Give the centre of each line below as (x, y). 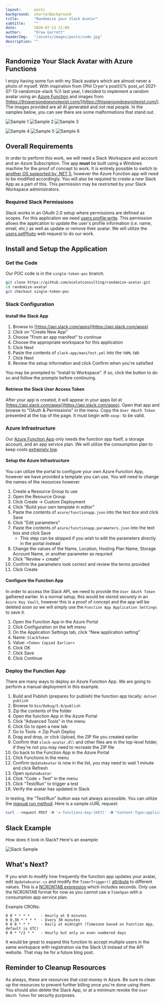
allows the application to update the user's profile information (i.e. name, (79, 223)
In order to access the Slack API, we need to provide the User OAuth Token (81, 592)
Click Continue (27, 658)
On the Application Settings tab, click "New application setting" (76, 632)
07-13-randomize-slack (29, 91)
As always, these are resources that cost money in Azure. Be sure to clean (81, 979)
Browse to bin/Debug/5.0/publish (47, 706)
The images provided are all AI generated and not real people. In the (74, 107)
